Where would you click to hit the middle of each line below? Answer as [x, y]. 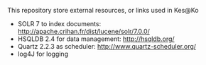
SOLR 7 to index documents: [59, 24]
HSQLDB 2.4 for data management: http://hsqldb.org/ [96, 39]
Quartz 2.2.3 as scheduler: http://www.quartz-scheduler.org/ [107, 46]
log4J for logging [43, 54]
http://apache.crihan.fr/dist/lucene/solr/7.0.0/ [84, 31]
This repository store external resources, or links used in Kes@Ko [103, 10]
